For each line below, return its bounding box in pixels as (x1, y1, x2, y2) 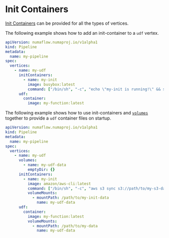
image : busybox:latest (27, 82, 75, 87)
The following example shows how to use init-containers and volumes (5, 110, 148, 116)
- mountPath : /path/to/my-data (32, 223, 98, 228)
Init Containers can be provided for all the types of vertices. (5, 20, 129, 26)
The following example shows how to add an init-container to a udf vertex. (5, 30, 159, 36)
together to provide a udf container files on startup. (5, 115, 112, 122)
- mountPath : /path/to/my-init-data (32, 195, 109, 200)
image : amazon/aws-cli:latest (27, 181, 92, 186)
